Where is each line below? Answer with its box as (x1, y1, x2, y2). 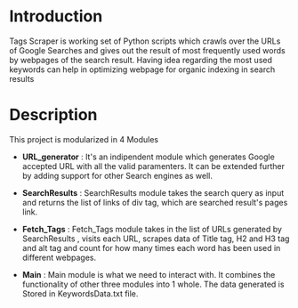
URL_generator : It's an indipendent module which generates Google (21, 151, 276, 162)
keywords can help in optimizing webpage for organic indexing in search (9, 64, 276, 75)
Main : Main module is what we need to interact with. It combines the (21, 269, 276, 280)
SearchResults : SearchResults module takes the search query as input (21, 187, 285, 198)
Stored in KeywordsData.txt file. (21, 288, 139, 299)
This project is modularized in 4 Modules (9, 134, 158, 144)
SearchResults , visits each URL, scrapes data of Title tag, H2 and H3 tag (21, 233, 290, 244)
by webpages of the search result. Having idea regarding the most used (9, 54, 273, 65)
